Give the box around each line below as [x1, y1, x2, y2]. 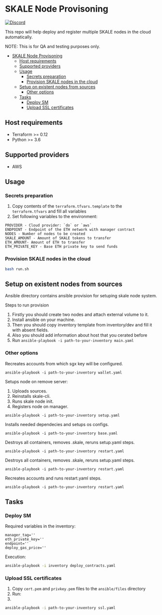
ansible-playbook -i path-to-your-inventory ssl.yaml [5, 606, 116, 611]
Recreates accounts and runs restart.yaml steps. [5, 475, 102, 481]
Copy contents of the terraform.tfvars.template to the [12, 203, 122, 209]
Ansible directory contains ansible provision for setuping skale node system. [5, 293, 157, 299]
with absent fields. [12, 327, 49, 333]
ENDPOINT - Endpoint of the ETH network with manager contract [5, 227, 135, 232]
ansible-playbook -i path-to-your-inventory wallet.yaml [5, 370, 122, 375]
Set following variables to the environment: [12, 214, 98, 220]
